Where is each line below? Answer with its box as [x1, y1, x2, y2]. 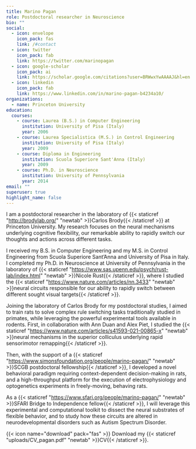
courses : [11, 112, 33, 118]
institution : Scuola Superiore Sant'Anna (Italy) [21, 157, 146, 162]
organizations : [6, 96, 43, 102]
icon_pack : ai [16, 69, 51, 75]
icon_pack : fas [16, 36, 54, 42]
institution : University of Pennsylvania [21, 173, 125, 179]
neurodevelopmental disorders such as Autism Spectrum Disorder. [6, 419, 167, 426]
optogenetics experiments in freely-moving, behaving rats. [6, 383, 148, 390]
